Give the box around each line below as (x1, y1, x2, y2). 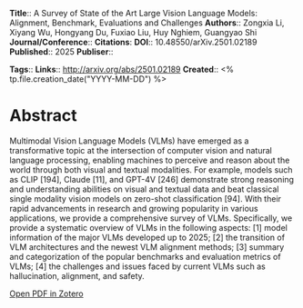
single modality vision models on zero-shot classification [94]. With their (9, 193, 282, 204)
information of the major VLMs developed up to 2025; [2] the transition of (9, 232, 285, 243)
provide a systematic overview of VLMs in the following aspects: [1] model (9, 222, 288, 233)
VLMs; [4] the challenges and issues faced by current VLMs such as (9, 261, 266, 272)
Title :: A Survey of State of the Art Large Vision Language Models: (9, 8, 258, 18)
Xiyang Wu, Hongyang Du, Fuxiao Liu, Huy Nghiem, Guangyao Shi (9, 27, 258, 37)
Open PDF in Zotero (9, 288, 84, 299)
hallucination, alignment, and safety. (9, 270, 146, 281)
